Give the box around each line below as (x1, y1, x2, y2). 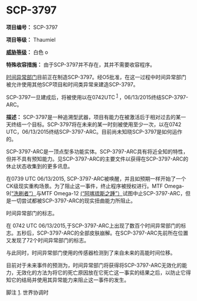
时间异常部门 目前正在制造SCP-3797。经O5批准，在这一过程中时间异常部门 (6, 73, 186, 80)
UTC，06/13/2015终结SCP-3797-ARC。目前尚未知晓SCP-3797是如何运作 (6, 128, 183, 135)
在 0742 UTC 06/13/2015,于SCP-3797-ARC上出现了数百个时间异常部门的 (6, 222, 181, 229)
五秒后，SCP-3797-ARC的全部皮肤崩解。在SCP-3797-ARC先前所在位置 (16, 229, 189, 236)
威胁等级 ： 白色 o (6, 48, 49, 56)
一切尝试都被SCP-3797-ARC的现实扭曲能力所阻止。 (11, 197, 136, 204)
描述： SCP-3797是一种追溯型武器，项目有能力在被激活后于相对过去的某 (6, 113, 181, 120)
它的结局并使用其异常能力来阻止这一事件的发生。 (11, 276, 130, 283)
